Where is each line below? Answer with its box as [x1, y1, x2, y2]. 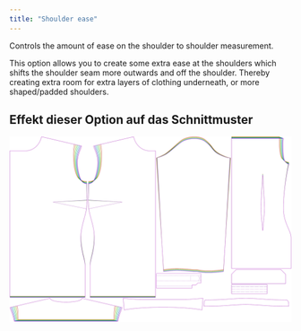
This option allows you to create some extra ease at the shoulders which [9, 57, 277, 68]
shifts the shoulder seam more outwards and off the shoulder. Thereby [9, 67, 271, 78]
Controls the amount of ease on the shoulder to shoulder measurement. [9, 40, 274, 51]
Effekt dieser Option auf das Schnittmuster [9, 112, 254, 127]
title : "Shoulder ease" [9, 14, 99, 23]
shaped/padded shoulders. [9, 86, 109, 97]
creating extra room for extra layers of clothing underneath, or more [9, 76, 260, 87]
